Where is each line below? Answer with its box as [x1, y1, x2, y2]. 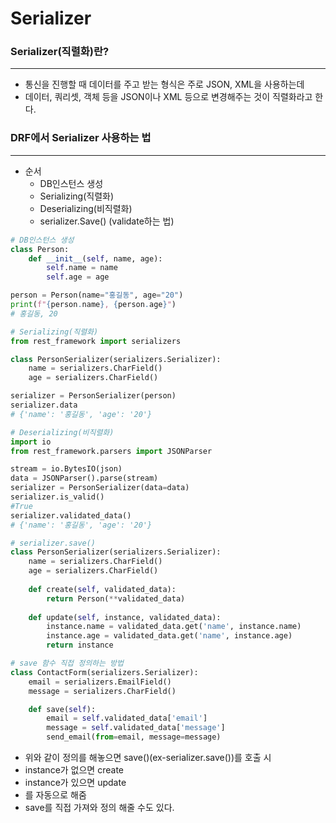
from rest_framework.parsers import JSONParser [10, 446, 213, 456]
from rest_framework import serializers [10, 336, 182, 346]
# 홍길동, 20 [10, 308, 58, 319]
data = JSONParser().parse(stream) [10, 473, 159, 484]
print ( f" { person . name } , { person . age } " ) [10, 300, 177, 310]
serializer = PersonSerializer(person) [10, 391, 177, 401]
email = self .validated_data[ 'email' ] [46, 713, 208, 724]
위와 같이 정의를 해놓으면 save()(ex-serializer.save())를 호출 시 [24, 752, 272, 764]
